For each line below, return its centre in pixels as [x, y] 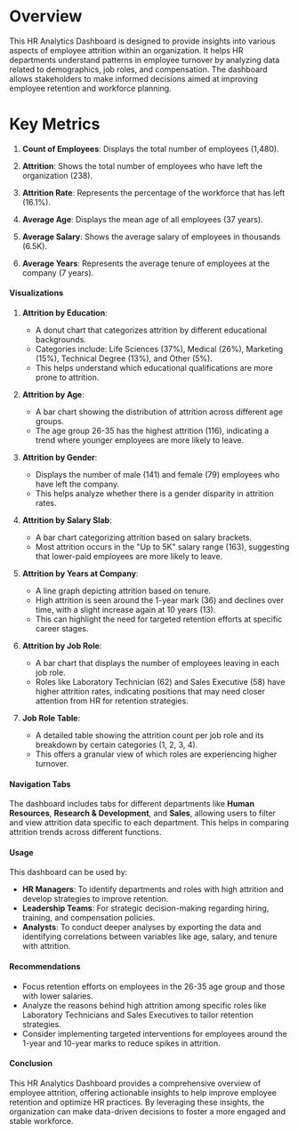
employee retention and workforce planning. [90, 88]
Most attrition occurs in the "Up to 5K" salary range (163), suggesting [162, 547]
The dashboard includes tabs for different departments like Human [132, 804]
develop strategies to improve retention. [95, 899]
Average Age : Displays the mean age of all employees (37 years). [143, 219]
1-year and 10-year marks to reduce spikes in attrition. [121, 1043]
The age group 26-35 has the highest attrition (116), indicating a [152, 431]
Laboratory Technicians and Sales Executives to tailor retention [137, 1015]
